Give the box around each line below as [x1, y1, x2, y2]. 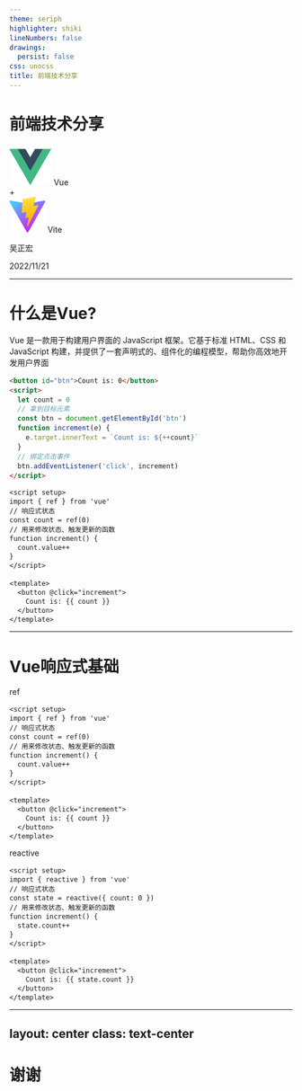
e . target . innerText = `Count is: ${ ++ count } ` [25, 433, 200, 442]
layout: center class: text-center [9, 1025, 195, 1042]
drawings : [9, 43, 47, 52]
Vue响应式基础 [9, 656, 120, 677]
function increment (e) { [17, 423, 111, 433]
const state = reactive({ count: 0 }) [9, 894, 155, 903]
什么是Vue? [9, 304, 97, 324]
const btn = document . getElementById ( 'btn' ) [17, 414, 187, 423]
